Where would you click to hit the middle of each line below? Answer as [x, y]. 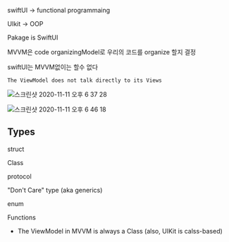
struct [16, 149]
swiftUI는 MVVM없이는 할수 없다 [53, 67]
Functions [22, 217]
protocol [19, 176]
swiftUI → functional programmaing [59, 10]
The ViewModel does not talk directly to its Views [85, 80]
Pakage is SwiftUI [33, 37]
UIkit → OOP [25, 24]
